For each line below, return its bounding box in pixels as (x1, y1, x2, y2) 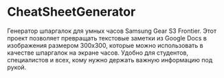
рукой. (7, 63, 27, 71)
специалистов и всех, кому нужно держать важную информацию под (7, 55, 213, 64)
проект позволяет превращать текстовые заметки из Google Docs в (7, 34, 208, 42)
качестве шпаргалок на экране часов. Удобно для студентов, (7, 49, 189, 57)
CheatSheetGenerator (7, 4, 136, 20)
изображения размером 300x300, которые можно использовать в (7, 41, 204, 49)
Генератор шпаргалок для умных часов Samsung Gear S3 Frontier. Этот (7, 27, 217, 35)
